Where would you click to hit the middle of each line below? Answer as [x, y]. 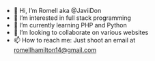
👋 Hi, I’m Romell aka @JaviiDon [57, 11]
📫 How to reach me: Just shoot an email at [74, 40]
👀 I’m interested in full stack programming [72, 18]
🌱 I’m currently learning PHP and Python [70, 25]
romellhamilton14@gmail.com [55, 50]
